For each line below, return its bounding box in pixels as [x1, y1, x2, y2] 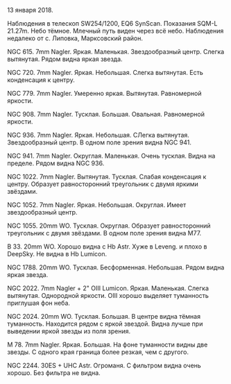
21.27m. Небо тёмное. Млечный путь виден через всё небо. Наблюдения [7, 27, 224, 35]
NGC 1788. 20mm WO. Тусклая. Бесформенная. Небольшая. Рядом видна [7, 263, 225, 272]
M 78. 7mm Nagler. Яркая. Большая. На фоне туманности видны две [7, 340, 208, 349]
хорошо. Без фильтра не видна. [7, 369, 101, 377]
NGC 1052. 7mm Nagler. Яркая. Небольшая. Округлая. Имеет [7, 201, 187, 209]
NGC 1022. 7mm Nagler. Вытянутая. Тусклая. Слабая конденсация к [7, 173, 207, 181]
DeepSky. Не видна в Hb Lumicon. [7, 250, 108, 258]
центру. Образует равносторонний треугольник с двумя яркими [7, 180, 199, 188]
